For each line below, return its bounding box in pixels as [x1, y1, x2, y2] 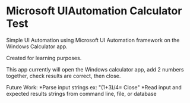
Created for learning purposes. [6, 54, 82, 61]
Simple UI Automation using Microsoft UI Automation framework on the [6, 36, 180, 43]
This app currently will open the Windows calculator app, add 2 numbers [6, 65, 184, 73]
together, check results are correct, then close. [6, 72, 121, 79]
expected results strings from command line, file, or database [6, 90, 157, 97]
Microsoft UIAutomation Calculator [6, 4, 182, 18]
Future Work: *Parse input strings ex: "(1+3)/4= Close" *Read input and [6, 83, 182, 90]
